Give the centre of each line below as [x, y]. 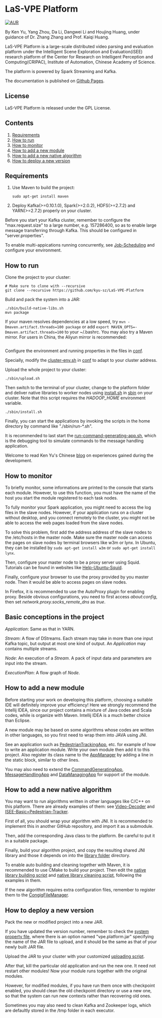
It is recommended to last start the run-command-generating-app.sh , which [81, 436]
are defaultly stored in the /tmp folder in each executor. [60, 1011]
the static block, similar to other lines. [42, 760]
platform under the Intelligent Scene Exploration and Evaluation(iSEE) [74, 52]
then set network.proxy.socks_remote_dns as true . [55, 602]
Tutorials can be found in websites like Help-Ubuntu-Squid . [64, 567]
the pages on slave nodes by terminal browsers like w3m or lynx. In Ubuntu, [81, 543]
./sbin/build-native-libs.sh [34, 308]
